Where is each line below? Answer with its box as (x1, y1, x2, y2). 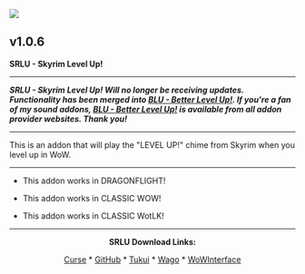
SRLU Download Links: (108, 236, 197, 247)
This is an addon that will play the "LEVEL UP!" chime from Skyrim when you (9, 139, 295, 150)
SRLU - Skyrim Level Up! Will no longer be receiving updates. (9, 84, 244, 95)
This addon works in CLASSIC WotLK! (22, 210, 165, 221)
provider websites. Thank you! (9, 113, 128, 124)
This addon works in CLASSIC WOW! (22, 192, 162, 203)
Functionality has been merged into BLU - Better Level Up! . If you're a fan (9, 93, 291, 104)
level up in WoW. (9, 149, 72, 160)
